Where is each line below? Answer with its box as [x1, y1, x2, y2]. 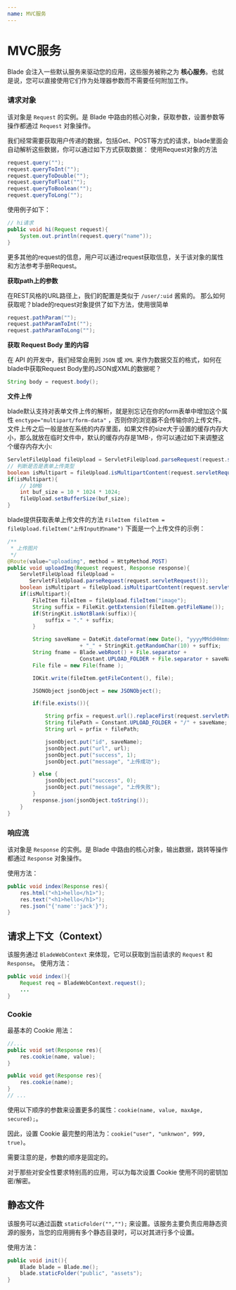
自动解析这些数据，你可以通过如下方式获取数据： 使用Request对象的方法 [7, 145, 218, 153]
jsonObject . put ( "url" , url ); [44, 745, 131, 752]
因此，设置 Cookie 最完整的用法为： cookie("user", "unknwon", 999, [7, 1129, 206, 1138]
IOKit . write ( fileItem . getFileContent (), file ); [32, 675, 174, 682]
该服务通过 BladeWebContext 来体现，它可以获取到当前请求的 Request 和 [7, 950, 213, 959]
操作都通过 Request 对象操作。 [7, 121, 95, 130]
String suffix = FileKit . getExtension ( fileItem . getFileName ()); [32, 604, 225, 611]
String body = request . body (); [7, 379, 99, 386]
